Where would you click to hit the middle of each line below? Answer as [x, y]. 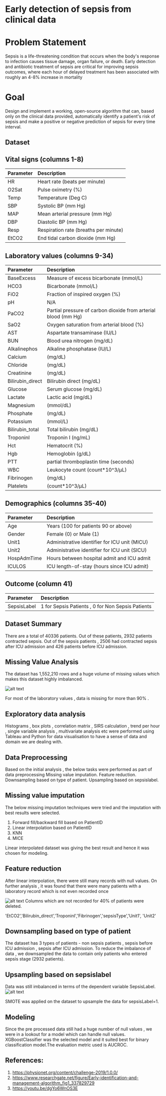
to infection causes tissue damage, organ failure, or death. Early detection [80, 62]
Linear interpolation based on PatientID [52, 827]
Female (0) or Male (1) [73, 534]
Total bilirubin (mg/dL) [73, 429]
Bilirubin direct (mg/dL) [74, 381]
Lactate [16, 397]
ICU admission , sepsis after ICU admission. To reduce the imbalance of [78, 949]
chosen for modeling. [27, 853]
